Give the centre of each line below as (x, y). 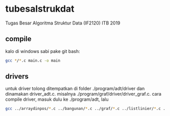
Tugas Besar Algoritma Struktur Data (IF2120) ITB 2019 (63, 23)
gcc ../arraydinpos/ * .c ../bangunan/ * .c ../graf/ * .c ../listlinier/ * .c (83, 109)
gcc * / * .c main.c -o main (33, 61)
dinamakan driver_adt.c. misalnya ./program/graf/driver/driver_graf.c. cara (83, 94)
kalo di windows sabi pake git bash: (43, 51)
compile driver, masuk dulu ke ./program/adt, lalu (57, 99)
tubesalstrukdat (40, 9)
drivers (17, 77)
